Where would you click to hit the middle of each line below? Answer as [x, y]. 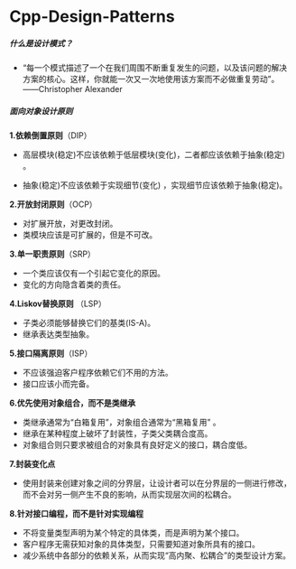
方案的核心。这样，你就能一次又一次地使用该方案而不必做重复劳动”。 [151, 79]
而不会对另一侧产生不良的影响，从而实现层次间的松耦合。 [129, 495]
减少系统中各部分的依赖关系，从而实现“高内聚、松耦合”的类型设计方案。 [157, 555]
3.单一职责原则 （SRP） [53, 254]
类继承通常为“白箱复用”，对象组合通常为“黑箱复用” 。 [121, 423]
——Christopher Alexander [73, 89]
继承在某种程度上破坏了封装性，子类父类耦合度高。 [117, 434]
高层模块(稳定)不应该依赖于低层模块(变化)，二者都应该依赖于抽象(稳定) [154, 154]
